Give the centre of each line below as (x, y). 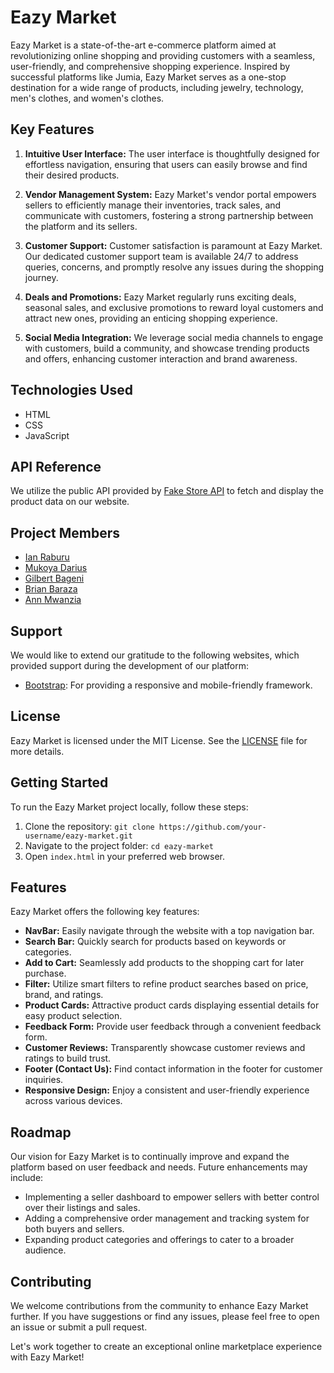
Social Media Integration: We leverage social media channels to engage (174, 337)
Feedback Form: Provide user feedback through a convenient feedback (173, 1027)
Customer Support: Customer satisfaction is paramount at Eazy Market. (173, 245)
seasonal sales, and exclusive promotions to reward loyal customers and (174, 307)
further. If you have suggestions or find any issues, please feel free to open (165, 1317)
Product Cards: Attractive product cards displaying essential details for (172, 1005)
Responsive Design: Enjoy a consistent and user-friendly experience (167, 1090)
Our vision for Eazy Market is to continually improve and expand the (150, 1157)
